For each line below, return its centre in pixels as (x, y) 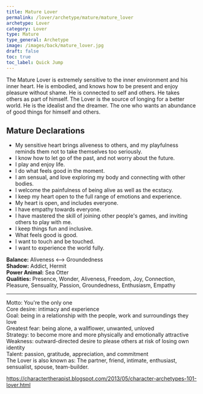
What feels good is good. (46, 235)
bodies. (24, 184)
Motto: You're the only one (39, 303)
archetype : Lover (28, 23)
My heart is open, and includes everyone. (67, 203)
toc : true (19, 57)
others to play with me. (43, 222)
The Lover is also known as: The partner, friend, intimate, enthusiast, (92, 361)
